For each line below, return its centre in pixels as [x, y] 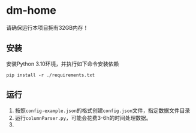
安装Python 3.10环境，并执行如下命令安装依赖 [63, 64]
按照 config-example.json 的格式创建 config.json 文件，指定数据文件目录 [102, 110]
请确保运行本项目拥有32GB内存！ [47, 27]
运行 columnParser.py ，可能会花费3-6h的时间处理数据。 [83, 117]
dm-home [31, 10]
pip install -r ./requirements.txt [51, 75]
